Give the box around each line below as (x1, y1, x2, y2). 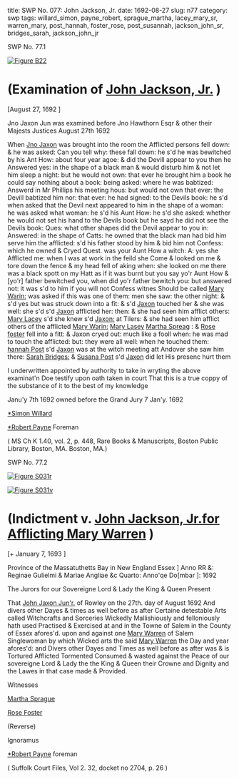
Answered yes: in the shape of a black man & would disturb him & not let (7, 163, 220, 171)
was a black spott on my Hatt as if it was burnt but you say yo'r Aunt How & (7, 269, 229, 278)
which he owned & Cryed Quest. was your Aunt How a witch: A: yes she (7, 246, 219, 255)
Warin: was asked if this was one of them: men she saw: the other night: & (7, 292, 225, 300)
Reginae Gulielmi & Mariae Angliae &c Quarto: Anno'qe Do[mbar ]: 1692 (7, 571, 217, 579)
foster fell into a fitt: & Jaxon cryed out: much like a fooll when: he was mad (7, 330, 228, 338)
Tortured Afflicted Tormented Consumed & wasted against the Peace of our (7, 651, 230, 660)
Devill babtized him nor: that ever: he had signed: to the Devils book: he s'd (7, 193, 228, 202)
